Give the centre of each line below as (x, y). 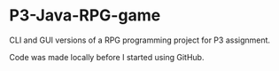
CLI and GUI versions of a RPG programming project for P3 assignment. (140, 40)
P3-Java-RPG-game (85, 16)
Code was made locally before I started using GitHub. (107, 57)
